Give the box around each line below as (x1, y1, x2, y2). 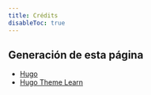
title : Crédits (8, 11, 59, 20)
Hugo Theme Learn (19, 78, 84, 87)
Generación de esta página (8, 48, 144, 62)
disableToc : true (8, 19, 66, 27)
